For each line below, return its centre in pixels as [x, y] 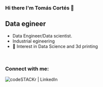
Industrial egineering [34, 41]
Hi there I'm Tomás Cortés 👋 [40, 8]
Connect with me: [27, 69]
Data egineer [26, 24]
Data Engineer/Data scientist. [42, 36]
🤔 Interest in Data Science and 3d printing [55, 46]
